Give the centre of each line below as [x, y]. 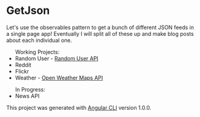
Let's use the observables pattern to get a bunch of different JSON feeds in [100, 27]
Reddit [23, 65]
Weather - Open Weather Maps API [59, 78]
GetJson [28, 11]
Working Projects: [37, 52]
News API [27, 96]
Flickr [22, 71]
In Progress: [30, 89]
